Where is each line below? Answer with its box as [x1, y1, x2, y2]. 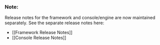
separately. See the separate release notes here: [4, 20, 105, 26]
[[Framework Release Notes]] [11, 30, 73, 36]
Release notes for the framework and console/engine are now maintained [4, 15, 156, 21]
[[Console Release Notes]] [11, 35, 67, 41]
